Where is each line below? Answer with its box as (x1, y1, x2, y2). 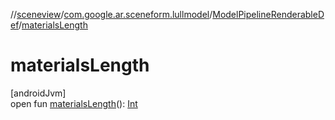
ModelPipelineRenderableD (212, 9, 325, 20)
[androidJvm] (10, 87, 67, 99)
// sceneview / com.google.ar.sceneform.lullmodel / (10, 9, 213, 20)
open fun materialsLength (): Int (10, 97, 138, 109)
